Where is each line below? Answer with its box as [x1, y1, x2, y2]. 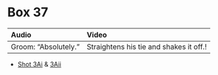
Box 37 [7, 4, 49, 21]
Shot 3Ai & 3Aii [17, 59, 61, 68]
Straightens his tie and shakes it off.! [86, 42, 207, 52]
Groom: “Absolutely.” [11, 42, 80, 52]
